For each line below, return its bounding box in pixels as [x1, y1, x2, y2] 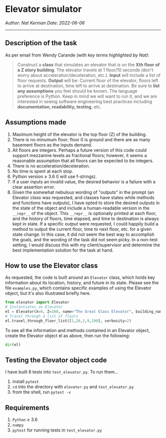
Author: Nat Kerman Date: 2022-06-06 [5, 20, 85, 26]
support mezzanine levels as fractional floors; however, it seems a [12, 152, 147, 158]
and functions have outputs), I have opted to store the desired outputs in [12, 200, 160, 206]
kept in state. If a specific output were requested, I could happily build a [12, 220, 159, 226]
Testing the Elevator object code [5, 356, 107, 365]
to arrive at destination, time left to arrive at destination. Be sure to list [17, 83, 160, 89]
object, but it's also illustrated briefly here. [5, 290, 91, 296]
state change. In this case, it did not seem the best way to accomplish [12, 231, 155, 237]
